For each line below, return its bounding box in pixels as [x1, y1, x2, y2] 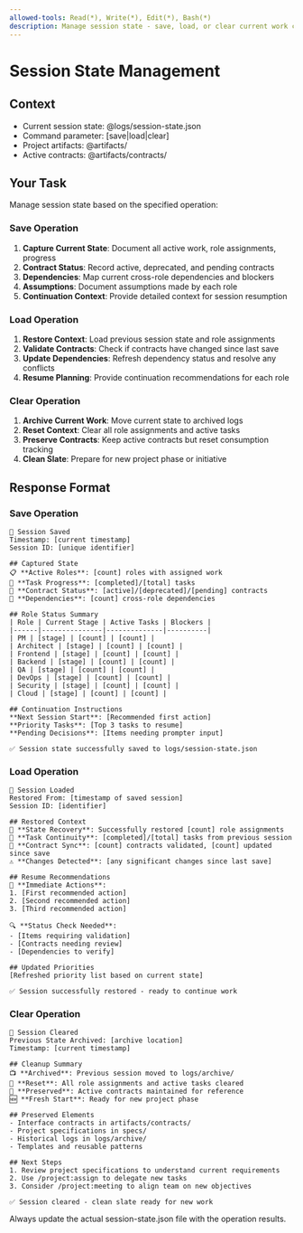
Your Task [9, 175, 68, 191]
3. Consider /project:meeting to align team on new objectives [9, 1181, 252, 1191]
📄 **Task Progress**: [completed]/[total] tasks [9, 578, 196, 588]
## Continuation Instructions [9, 704, 124, 714]
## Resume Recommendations [9, 873, 111, 882]
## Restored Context [9, 817, 87, 827]
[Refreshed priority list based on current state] [9, 971, 204, 981]
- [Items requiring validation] [9, 932, 131, 941]
